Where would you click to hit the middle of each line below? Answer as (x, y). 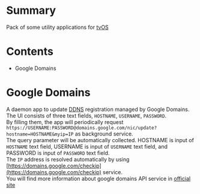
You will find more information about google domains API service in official (98, 178)
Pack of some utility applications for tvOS (58, 27)
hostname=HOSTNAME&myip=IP (40, 134)
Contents (30, 52)
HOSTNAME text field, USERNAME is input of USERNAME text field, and (87, 146)
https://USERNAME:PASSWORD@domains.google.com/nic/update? (82, 128)
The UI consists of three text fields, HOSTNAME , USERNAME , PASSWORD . (86, 116)
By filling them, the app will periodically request (65, 122)
